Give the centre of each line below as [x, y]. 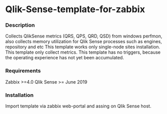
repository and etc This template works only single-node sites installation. [83, 47]
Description [20, 25]
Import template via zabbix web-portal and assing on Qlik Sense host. [78, 106]
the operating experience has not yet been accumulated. [65, 58]
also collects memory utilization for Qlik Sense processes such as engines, [83, 42]
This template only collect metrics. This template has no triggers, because [83, 52]
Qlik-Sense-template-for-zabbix [75, 9]
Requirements [23, 71]
